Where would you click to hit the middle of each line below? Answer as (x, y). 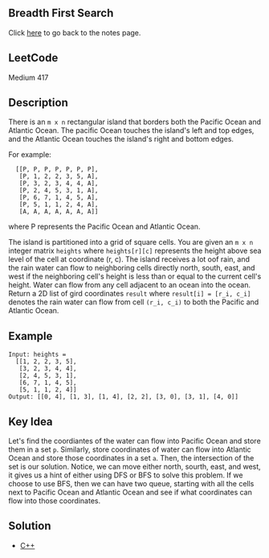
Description (38, 103)
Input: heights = (37, 355)
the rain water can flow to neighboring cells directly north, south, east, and (132, 268)
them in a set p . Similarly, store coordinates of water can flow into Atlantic (130, 449)
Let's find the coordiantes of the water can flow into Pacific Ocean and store (134, 441)
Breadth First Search (61, 13)
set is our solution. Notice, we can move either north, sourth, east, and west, (134, 467)
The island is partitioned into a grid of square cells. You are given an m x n (131, 242)
